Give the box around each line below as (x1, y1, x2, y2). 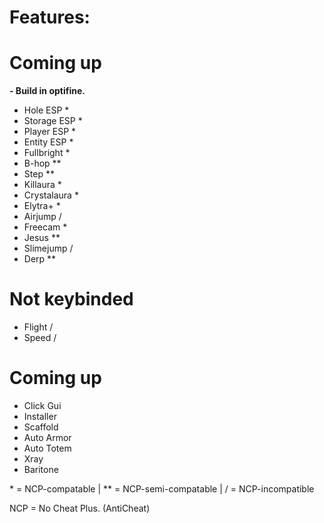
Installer (23, 411, 57, 422)
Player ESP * (23, 126, 77, 138)
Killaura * (23, 179, 62, 191)
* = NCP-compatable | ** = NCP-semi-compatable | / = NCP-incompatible (9, 483, 315, 495)
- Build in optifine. (9, 85, 86, 97)
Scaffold (23, 421, 59, 433)
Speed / (23, 332, 57, 344)
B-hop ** (23, 157, 62, 170)
